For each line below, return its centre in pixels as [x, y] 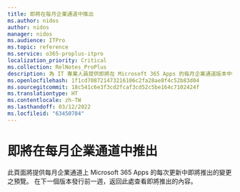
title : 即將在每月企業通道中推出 [51, 14]
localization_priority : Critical [57, 61]
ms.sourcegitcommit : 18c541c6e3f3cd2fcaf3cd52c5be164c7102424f [104, 87]
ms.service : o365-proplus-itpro [55, 54]
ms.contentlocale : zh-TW [44, 101]
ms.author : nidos [33, 21]
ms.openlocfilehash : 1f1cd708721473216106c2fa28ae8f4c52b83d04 [104, 80]
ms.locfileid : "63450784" [46, 113]
